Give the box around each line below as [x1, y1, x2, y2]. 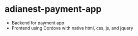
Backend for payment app [11, 20, 64, 26]
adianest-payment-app [4, 3, 102, 15]
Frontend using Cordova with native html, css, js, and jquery [11, 25, 134, 31]
